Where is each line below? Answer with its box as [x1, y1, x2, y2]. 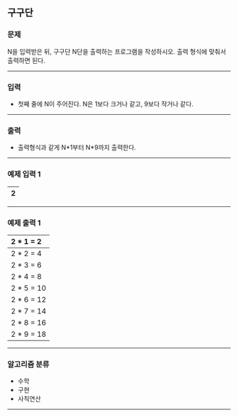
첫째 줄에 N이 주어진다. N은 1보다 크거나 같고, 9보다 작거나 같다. [17, 99, 193, 108]
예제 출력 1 [7, 218, 41, 228]
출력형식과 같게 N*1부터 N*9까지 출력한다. [17, 143, 137, 152]
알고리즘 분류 [7, 359, 50, 369]
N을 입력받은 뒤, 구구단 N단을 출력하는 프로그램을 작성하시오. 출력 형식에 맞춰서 [7, 47, 227, 55]
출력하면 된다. [7, 56, 46, 65]
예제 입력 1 [7, 169, 41, 179]
